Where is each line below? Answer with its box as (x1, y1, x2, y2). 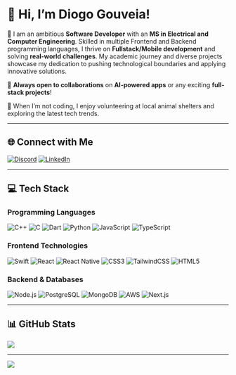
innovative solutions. (7, 67, 67, 75)
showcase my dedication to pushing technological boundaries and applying (7, 59, 226, 68)
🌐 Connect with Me (7, 136, 93, 148)
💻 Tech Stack (7, 183, 70, 195)
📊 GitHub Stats (7, 318, 76, 330)
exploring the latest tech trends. (7, 109, 100, 117)
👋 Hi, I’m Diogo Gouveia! (7, 6, 150, 23)
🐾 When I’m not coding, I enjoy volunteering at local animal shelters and (7, 101, 214, 110)
